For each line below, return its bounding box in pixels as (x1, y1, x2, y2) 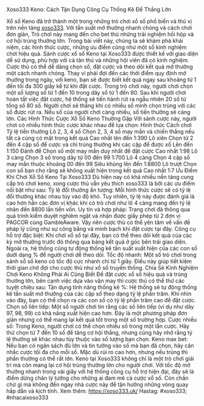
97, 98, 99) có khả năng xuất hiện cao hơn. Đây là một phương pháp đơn (6, 310, 188, 317)
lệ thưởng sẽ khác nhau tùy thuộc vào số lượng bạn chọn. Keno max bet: (6, 336, 188, 343)
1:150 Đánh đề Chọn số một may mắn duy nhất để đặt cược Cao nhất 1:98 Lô (6, 147, 198, 154)
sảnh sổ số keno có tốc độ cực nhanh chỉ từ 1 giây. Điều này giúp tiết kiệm (6, 258, 192, 265)
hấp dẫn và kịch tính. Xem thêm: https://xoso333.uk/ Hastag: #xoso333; (6, 388, 188, 394)
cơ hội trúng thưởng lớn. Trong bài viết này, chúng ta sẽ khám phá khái (6, 37, 184, 44)
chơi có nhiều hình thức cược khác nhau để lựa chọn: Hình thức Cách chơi (6, 121, 192, 128)
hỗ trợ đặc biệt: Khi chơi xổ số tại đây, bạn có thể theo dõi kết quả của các (6, 232, 192, 239)
